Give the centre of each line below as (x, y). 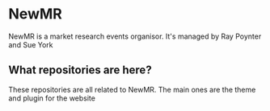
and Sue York (31, 44)
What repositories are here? (80, 70)
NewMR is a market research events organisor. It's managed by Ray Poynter (135, 36)
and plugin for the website (52, 98)
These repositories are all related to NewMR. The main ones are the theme (132, 89)
